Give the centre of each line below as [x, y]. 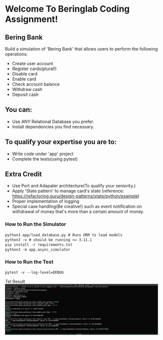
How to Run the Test [29, 262]
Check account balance [36, 84]
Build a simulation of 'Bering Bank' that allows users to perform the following [81, 49]
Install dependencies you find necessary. [53, 126]
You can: [19, 110]
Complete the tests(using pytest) [45, 159]
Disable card [25, 74]
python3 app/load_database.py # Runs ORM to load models [64, 235]
